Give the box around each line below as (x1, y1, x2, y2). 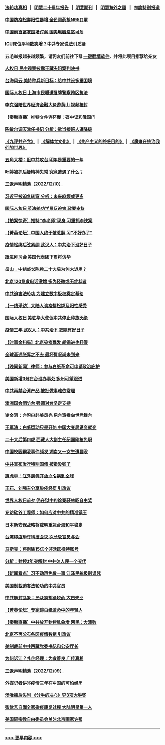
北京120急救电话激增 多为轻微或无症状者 (5, 278, 87, 284)
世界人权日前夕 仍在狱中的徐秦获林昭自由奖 (5, 497, 92, 504)
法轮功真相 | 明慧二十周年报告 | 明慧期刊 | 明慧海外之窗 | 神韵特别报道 (5, 4, 160, 10)
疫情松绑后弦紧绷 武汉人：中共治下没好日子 (5, 241, 92, 248)
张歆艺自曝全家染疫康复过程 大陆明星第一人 (5, 704, 92, 710)
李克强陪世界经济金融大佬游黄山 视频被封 (5, 102, 88, 108)
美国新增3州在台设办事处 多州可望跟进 (5, 376, 82, 382)
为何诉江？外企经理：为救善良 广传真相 (5, 656, 84, 661)
